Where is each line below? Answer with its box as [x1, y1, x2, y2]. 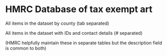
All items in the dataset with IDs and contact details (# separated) [5, 30, 143, 36]
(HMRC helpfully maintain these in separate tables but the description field [5, 39, 162, 46]
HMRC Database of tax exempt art [5, 4, 153, 15]
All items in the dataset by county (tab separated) [5, 20, 109, 26]
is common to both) [5, 45, 46, 51]
